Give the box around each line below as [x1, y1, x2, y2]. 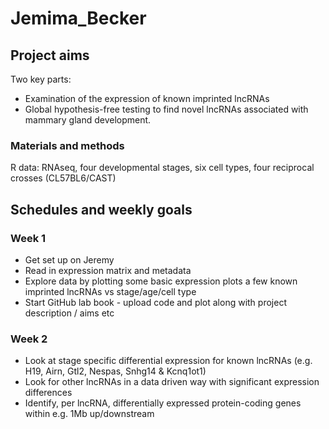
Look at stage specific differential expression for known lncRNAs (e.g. [24, 355, 313, 367]
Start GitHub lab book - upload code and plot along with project [24, 296, 287, 308]
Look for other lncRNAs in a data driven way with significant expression [24, 376, 320, 388]
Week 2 [10, 332, 48, 346]
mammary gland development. [24, 114, 152, 126]
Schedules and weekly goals [10, 201, 193, 218]
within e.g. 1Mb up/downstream [24, 408, 155, 420]
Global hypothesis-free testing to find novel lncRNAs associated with [24, 103, 309, 115]
